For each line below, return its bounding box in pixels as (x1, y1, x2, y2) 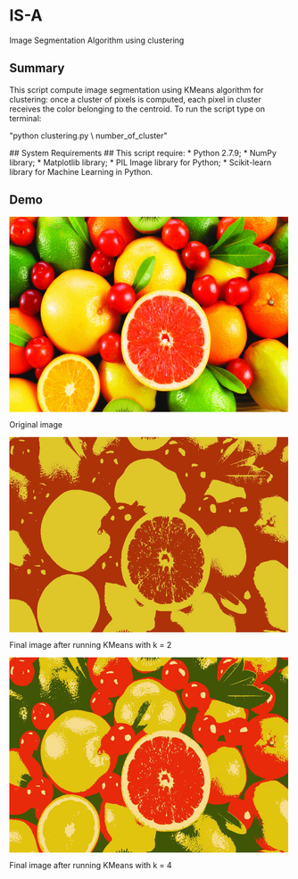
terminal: (9, 112, 42, 123)
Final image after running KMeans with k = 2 (9, 639, 172, 650)
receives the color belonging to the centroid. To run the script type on (9, 104, 266, 114)
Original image (9, 419, 63, 429)
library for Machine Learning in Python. (9, 166, 153, 177)
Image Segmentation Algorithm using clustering (9, 35, 185, 46)
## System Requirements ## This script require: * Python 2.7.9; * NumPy (9, 147, 277, 158)
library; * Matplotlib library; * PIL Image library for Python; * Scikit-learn (9, 157, 272, 168)
